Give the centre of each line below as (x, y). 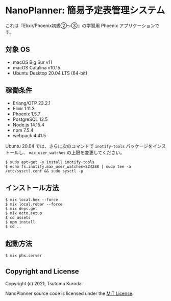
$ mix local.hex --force (32, 200)
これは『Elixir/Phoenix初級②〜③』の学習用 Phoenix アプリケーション (80, 26)
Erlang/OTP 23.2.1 (32, 103)
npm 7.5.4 (23, 130)
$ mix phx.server (24, 256)
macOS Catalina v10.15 (36, 67)
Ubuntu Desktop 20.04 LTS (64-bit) (50, 73)
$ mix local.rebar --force (34, 205)
